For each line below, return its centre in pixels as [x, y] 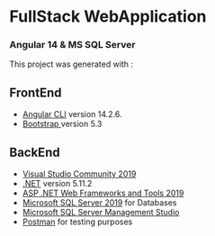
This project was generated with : [71, 64]
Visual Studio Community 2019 [79, 174]
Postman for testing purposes [77, 222]
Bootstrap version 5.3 [62, 124]
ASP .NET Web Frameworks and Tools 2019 [103, 193]
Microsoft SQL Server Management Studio [101, 213]
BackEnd [35, 152]
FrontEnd [36, 92]
